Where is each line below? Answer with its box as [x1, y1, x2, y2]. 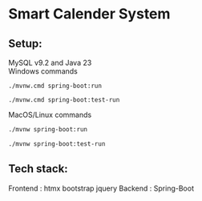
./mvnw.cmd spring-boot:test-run [8, 96, 120, 104]
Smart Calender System [8, 5, 171, 23]
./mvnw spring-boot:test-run [8, 139, 106, 148]
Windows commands [8, 66, 78, 76]
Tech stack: [8, 162, 68, 176]
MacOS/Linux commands [8, 110, 92, 119]
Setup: [8, 37, 42, 50]
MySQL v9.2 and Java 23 [8, 58, 92, 67]
